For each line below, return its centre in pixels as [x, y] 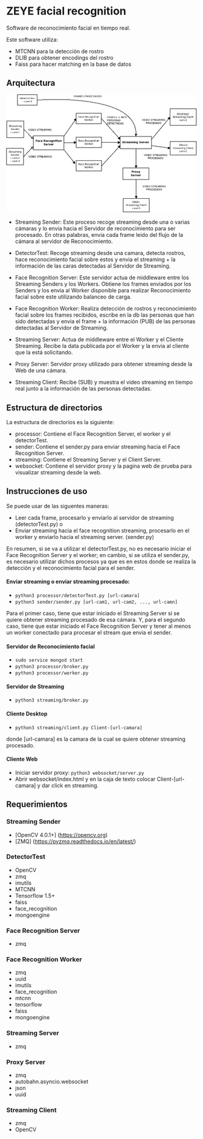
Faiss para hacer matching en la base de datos [73, 64]
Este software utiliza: [32, 39]
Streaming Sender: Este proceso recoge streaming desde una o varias [102, 222]
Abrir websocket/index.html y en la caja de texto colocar [85, 779]
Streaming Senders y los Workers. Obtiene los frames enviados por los [103, 284]
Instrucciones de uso [47, 492]
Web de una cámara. [41, 370]
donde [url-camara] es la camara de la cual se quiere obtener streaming [96, 739]
